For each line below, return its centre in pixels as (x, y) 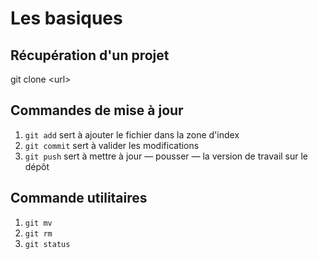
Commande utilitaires (79, 198)
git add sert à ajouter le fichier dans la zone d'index (132, 134)
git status (47, 244)
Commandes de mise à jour (97, 110)
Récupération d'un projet (90, 55)
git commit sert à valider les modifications (112, 145)
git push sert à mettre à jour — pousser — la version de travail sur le (166, 156)
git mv (38, 223)
